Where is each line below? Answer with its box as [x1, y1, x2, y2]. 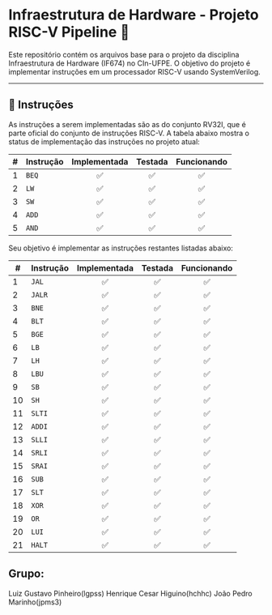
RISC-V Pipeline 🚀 [8, 23, 130, 41]
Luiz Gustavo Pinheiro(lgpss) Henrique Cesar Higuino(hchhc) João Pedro [8, 588, 253, 598]
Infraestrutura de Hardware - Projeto [8, 6, 259, 24]
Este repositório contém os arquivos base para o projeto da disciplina [8, 49, 240, 59]
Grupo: [8, 567, 45, 581]
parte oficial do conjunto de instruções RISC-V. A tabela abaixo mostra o [8, 128, 249, 138]
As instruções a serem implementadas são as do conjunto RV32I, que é [8, 119, 247, 129]
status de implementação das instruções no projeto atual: [8, 136, 200, 147]
